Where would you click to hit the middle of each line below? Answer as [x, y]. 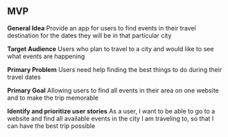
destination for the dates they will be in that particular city [89, 35]
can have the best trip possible [51, 126]
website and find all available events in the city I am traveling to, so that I [111, 118]
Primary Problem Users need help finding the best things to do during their [115, 69]
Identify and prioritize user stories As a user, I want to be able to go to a [111, 111]
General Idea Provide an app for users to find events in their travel [102, 28]
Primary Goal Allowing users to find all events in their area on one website [113, 90]
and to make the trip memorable [53, 98]
